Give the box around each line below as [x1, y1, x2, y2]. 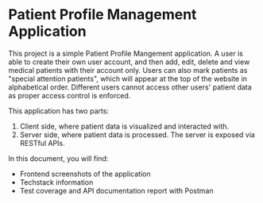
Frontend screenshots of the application [19, 169, 151, 178]
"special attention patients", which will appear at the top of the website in [8, 74, 248, 83]
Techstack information [19, 177, 94, 187]
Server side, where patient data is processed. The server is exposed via [19, 129, 256, 140]
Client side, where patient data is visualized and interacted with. [19, 121, 230, 131]
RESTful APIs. [19, 138, 65, 147]
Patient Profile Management [8, 6, 197, 24]
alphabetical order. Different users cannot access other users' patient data [8, 82, 252, 92]
